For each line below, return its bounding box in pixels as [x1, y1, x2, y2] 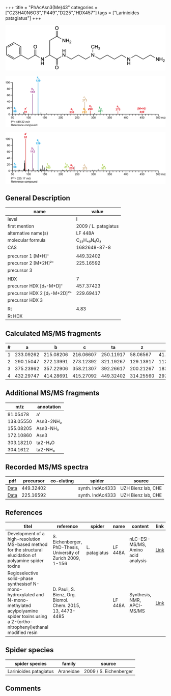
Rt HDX [7, 313, 23, 319]
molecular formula [7, 237, 46, 243]
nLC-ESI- [129, 536, 151, 542]
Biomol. [52, 597, 69, 603]
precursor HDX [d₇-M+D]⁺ [7, 283, 63, 289]
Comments [5, 684, 41, 693]
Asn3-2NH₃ [36, 418, 62, 424]
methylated [7, 602, 32, 608]
